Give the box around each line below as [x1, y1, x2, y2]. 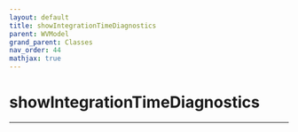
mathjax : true [9, 54, 62, 63]
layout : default [9, 12, 69, 22]
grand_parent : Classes [9, 37, 93, 47]
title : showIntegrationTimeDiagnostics [9, 21, 157, 30]
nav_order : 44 [9, 46, 62, 55]
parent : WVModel [9, 29, 69, 38]
